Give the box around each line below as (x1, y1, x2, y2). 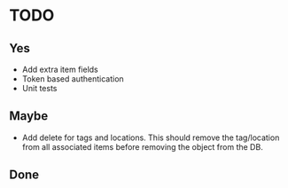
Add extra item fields (21, 64, 99, 74)
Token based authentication (21, 74, 124, 84)
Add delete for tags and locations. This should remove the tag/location (21, 132, 280, 143)
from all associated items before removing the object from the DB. (21, 141, 263, 152)
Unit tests (21, 83, 58, 93)
